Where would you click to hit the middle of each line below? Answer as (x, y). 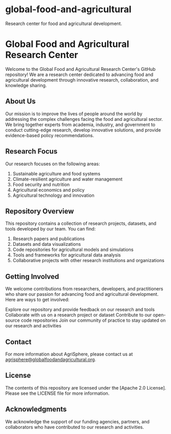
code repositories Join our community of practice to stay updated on (93, 320)
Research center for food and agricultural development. (64, 23)
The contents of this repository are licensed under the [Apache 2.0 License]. (86, 388)
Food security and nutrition (41, 184)
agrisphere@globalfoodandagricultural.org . (51, 359)
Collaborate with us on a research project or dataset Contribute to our (79, 315)
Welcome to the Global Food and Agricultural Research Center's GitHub (80, 69)
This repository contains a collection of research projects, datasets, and (81, 223)
